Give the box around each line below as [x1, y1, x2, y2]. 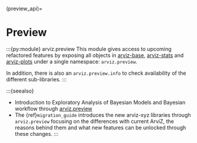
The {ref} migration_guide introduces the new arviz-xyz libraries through [14, 111, 191, 118]
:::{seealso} [6, 87, 34, 94]
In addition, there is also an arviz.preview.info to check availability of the [6, 69, 186, 77]
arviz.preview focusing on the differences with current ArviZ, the [14, 117, 175, 125]
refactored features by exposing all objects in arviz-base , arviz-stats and [6, 52, 184, 59]
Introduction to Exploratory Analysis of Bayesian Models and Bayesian [14, 98, 186, 106]
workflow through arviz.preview [14, 105, 93, 112]
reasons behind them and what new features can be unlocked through [14, 124, 186, 131]
